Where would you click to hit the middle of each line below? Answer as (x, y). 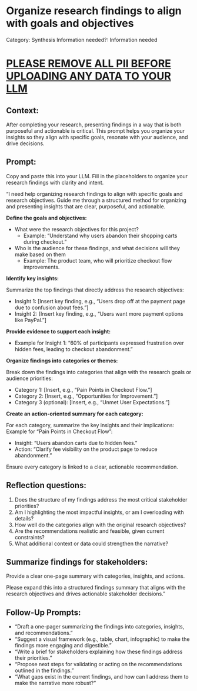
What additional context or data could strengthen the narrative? (91, 543)
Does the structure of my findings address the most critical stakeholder (101, 499)
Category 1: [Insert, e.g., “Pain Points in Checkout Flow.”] (83, 389)
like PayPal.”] (31, 320)
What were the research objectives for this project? (77, 229)
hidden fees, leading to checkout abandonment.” (74, 349)
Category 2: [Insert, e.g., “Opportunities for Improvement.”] (86, 396)
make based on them (40, 254)
